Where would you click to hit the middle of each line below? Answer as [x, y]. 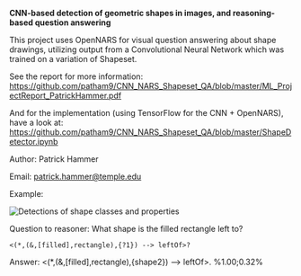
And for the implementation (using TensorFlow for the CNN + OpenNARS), [146, 113]
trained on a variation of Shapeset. [73, 59]
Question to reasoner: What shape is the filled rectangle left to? [126, 229]
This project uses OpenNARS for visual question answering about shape [143, 40]
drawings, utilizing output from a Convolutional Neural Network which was [147, 49]
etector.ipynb [34, 142]
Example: [27, 194]
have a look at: [36, 122]
